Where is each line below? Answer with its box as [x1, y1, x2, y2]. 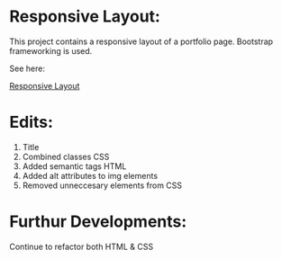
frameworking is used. [9, 45, 93, 56]
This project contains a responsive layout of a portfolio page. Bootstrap [9, 36, 273, 47]
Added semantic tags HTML [22, 160, 127, 172]
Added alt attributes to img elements [22, 170, 159, 181]
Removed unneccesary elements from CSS [22, 180, 183, 191]
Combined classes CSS [22, 151, 110, 162]
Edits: [9, 112, 54, 132]
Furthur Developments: [9, 211, 187, 232]
